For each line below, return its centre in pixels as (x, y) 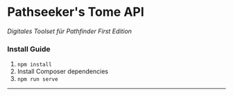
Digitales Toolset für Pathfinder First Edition (70, 31)
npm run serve (37, 79)
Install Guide (29, 49)
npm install (34, 65)
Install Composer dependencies (63, 71)
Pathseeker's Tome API (76, 12)
